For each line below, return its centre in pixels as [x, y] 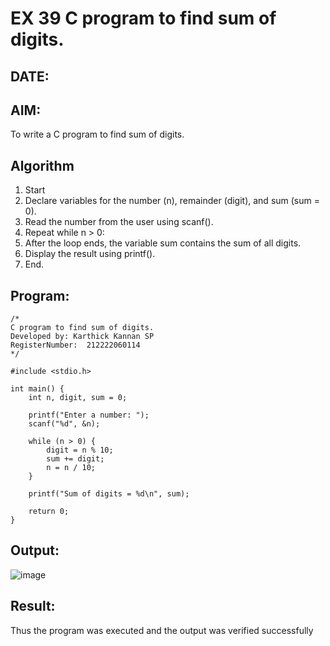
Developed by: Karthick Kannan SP [82, 337]
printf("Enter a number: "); [89, 415]
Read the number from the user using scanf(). [119, 222]
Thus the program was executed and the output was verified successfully [162, 630]
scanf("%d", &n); [64, 424]
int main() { [37, 389]
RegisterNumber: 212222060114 [75, 345]
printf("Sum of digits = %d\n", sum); [109, 494]
